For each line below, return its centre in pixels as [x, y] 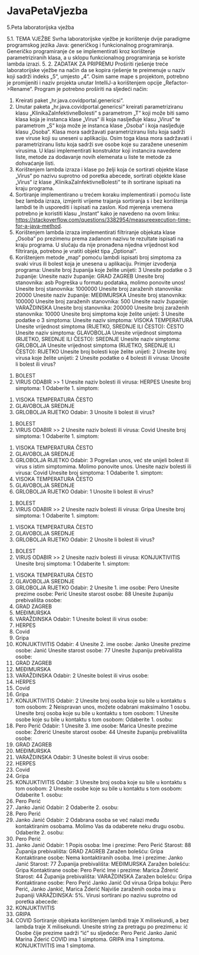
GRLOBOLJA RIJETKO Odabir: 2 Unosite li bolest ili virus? [85, 540]
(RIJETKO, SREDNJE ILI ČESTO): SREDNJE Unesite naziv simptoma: [98, 339]
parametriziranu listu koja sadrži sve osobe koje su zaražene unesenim [101, 144]
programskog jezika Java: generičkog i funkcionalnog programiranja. [90, 45]
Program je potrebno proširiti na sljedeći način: [91, 89]
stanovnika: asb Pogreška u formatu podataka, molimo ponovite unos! [100, 282]
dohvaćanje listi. [35, 163]
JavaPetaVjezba [47, 11]
